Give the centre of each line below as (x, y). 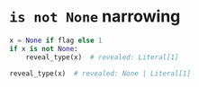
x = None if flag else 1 (56, 40)
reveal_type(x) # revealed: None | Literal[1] (100, 74)
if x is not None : (44, 48)
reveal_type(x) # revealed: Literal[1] (102, 57)
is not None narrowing (95, 17)
